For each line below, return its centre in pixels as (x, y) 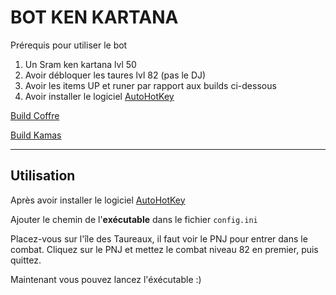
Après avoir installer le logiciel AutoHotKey (98, 200)
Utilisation (43, 176)
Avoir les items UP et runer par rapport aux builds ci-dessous (150, 85)
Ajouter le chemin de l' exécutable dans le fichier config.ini (134, 219)
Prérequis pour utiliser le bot (69, 45)
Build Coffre (35, 115)
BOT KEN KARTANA (94, 17)
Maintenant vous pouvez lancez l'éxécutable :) (106, 279)
